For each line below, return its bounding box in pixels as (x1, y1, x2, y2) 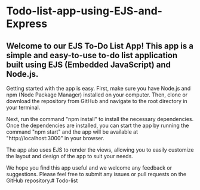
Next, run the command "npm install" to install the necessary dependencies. (6, 116, 194, 122)
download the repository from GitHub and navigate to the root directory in (6, 98, 188, 104)
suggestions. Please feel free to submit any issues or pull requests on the (6, 171, 187, 177)
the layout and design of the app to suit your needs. (6, 153, 133, 159)
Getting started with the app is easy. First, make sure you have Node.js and (6, 85, 191, 92)
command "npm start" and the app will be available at (6, 128, 139, 135)
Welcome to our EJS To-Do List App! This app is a (6, 41, 194, 51)
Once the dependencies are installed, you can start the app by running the (6, 122, 189, 129)
